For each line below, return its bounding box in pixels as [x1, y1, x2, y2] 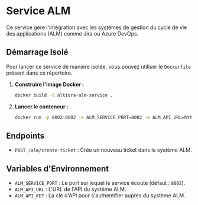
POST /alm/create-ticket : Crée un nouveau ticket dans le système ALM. [14, 146, 192, 153]
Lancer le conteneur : [14, 102, 69, 110]
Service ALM [6, 4, 71, 18]
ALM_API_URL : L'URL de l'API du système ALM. [14, 185, 126, 193]
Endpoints [6, 130, 45, 140]
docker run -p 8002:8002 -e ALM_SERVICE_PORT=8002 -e [14, 114, 150, 120]
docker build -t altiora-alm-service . [14, 92, 113, 98]
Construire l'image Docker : [14, 81, 85, 88]
